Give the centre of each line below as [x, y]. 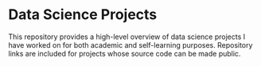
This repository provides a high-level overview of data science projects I [127, 37]
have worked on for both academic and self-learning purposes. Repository [130, 45]
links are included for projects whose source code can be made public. [125, 53]
